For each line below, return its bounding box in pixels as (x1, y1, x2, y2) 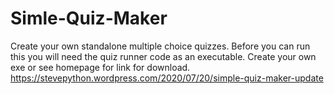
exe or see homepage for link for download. (10, 61, 191, 73)
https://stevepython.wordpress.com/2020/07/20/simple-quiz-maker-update (10, 72, 324, 84)
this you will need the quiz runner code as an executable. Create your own (10, 50, 317, 62)
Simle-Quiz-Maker (10, 7, 168, 30)
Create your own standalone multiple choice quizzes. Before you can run (10, 40, 311, 52)
